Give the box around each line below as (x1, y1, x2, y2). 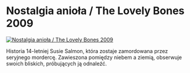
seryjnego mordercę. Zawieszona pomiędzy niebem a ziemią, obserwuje (6, 54, 182, 61)
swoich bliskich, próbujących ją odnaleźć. (6, 60, 107, 67)
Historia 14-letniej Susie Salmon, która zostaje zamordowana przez (6, 47, 168, 54)
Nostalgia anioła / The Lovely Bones (6, 4, 185, 18)
